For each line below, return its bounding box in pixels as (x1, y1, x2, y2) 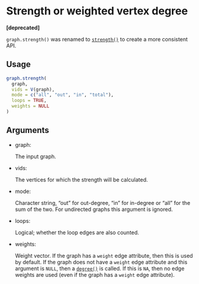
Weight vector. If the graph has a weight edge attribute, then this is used (14, 252, 193, 259)
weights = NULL (11, 103, 50, 109)
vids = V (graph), (11, 86, 55, 92)
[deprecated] (6, 24, 40, 31)
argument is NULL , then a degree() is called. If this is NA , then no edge (14, 265, 185, 272)
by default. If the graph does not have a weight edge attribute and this (14, 258, 188, 265)
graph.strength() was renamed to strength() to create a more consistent (6, 35, 188, 43)
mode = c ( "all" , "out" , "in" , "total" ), (11, 92, 114, 98)
